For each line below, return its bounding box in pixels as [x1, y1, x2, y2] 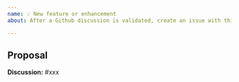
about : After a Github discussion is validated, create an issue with [7, 17, 221, 24]
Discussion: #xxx [7, 68, 59, 76]
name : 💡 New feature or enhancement [7, 10, 117, 18]
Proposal [7, 49, 48, 61]
